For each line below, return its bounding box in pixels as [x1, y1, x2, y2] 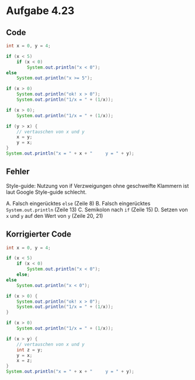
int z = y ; [16, 347, 43, 352]
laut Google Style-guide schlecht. [6, 189, 87, 196]
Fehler [6, 167, 30, 177]
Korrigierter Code [6, 230, 72, 239]
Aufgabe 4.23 [6, 4, 75, 18]
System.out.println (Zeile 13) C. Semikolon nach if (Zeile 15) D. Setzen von [6, 206, 188, 213]
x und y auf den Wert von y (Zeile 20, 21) [6, 212, 103, 219]
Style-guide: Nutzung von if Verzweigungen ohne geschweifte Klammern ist [6, 182, 189, 189]
